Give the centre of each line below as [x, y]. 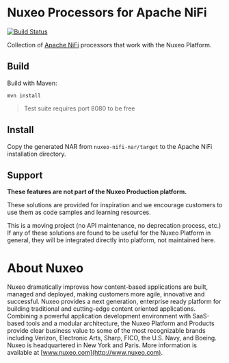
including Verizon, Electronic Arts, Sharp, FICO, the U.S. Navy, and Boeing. [112, 338]
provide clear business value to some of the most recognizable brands [107, 331]
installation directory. [37, 154]
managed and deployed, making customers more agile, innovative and [106, 294]
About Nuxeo [45, 268]
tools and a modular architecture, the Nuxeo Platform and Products [120, 323]
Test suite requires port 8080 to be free [79, 108]
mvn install [24, 95]
